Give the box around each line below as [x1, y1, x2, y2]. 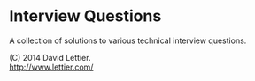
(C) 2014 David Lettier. [9, 52, 91, 63]
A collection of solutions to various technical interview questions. [9, 35, 247, 46]
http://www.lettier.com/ [9, 62, 94, 72]
